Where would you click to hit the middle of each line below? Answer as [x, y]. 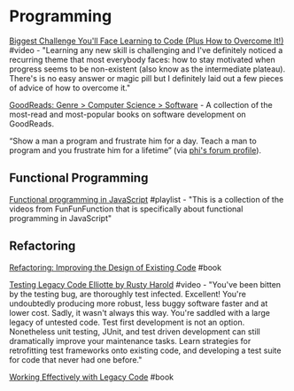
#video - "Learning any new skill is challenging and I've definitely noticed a [146, 50]
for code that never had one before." [76, 359]
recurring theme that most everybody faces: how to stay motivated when [143, 59]
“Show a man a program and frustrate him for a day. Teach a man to [133, 141]
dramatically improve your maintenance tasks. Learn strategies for [130, 341]
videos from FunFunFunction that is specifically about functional [126, 209]
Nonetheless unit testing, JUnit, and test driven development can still [135, 331]
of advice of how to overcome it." [70, 88]
